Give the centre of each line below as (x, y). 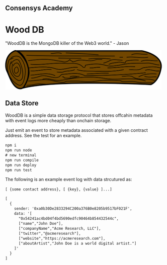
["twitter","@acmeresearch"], (49, 233)
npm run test (19, 170)
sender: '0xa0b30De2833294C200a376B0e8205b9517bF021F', (73, 208)
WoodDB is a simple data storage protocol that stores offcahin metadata (79, 115)
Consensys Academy (39, 8)
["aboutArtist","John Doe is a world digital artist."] (77, 243)
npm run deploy (21, 165)
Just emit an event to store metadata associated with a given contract (77, 130)
